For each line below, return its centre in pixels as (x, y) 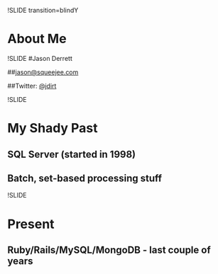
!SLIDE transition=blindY (43, 10)
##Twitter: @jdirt (32, 86)
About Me (37, 39)
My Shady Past (53, 129)
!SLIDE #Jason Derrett (40, 58)
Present (31, 224)
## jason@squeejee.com (43, 72)
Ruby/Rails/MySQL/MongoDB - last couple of (109, 250)
